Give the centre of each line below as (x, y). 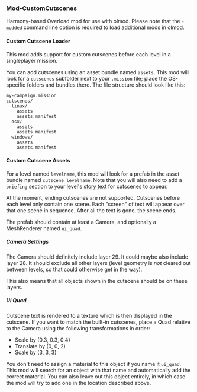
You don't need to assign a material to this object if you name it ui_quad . (94, 364)
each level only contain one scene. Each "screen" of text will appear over (95, 204)
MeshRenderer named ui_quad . (44, 228)
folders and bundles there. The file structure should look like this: (106, 85)
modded (14, 28)
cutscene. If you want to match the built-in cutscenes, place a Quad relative (98, 322)
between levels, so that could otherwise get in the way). (74, 269)
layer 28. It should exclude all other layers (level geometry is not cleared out (98, 263)
